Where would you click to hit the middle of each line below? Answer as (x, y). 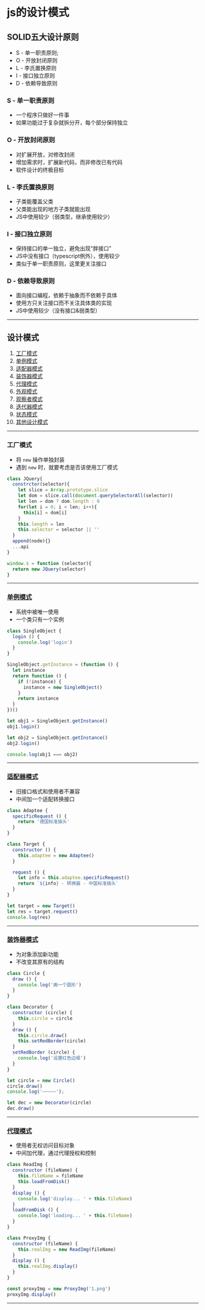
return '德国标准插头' (44, 822)
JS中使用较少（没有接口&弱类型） (58, 311)
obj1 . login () (23, 727)
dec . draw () (21, 1109)
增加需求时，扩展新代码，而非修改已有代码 (69, 162)
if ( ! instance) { (40, 682)
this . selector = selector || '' (59, 530)
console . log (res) (29, 917)
